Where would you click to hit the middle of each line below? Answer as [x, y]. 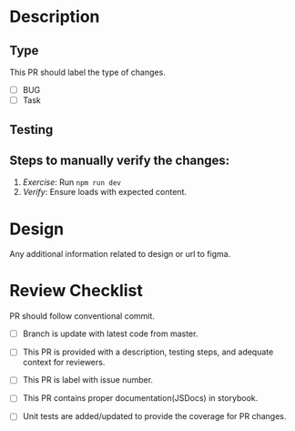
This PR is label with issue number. [87, 380]
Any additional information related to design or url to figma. [120, 254]
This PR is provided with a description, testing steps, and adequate [148, 352]
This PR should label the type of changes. [87, 72]
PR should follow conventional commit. [82, 316]
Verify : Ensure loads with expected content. [105, 192]
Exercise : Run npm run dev [71, 182]
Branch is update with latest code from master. [110, 334]
